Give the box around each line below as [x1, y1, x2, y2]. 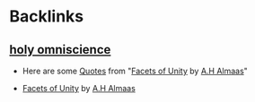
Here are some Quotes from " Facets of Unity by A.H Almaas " [22, 65, 249, 76]
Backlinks [9, 6, 84, 27]
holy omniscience [9, 42, 111, 57]
